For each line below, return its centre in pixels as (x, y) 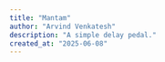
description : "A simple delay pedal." (83, 35)
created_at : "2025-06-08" (58, 43)
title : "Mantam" (40, 18)
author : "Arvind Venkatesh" (63, 26)
